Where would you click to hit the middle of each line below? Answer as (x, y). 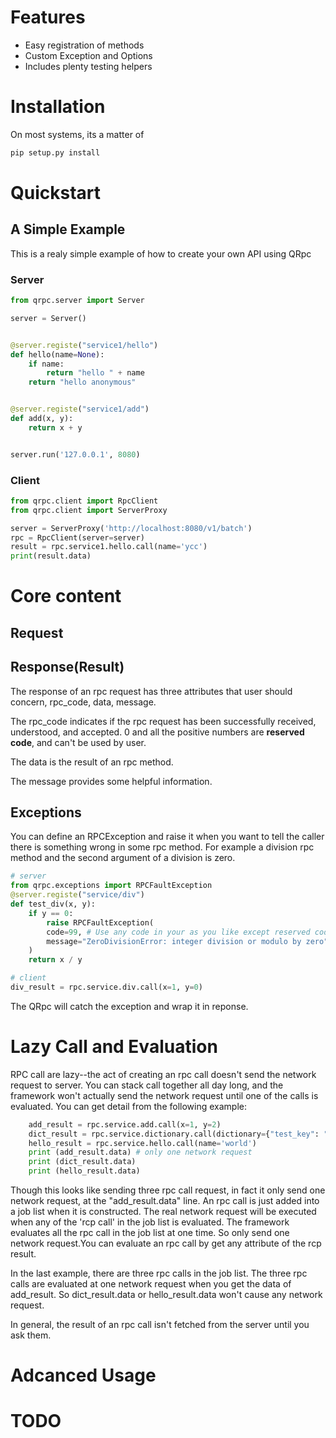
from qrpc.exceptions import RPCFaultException (111, 886)
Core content (66, 596)
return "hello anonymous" (82, 382)
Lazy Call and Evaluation (114, 1047)
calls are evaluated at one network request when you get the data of (151, 1284)
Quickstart (56, 192)
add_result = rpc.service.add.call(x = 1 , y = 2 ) (125, 1124)
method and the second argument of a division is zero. (123, 858)
